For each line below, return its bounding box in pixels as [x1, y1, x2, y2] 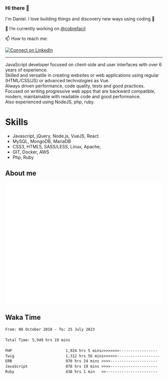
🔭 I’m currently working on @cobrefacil [5, 26, 86, 32]
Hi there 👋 [5, 5, 30, 12]
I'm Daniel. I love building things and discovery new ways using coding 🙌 [5, 16, 155, 22]
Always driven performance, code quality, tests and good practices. [5, 83, 145, 89]
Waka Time [5, 313, 41, 321]
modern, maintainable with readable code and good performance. [5, 94, 141, 100]
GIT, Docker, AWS [12, 149, 49, 155]
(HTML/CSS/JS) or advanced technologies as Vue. [5, 78, 110, 84]
